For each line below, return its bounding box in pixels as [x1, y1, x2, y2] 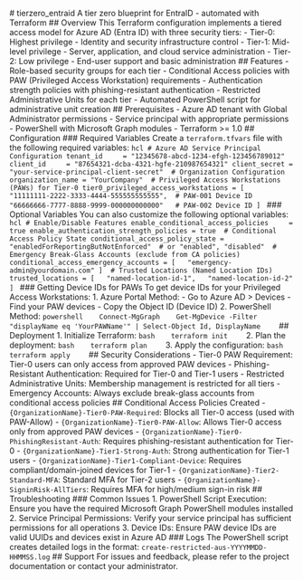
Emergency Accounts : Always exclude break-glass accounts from [9, 388, 255, 398]
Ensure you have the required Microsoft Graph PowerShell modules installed [9, 503, 294, 514]
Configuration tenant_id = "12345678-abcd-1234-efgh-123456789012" [9, 152, 285, 161]
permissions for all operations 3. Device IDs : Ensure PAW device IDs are [9, 522, 278, 533]
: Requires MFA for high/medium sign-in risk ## [86, 484, 263, 494]
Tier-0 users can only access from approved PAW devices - [9, 359, 232, 369]
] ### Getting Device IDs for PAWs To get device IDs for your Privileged [9, 282, 281, 292]
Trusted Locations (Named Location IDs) [118, 266, 273, 275]
